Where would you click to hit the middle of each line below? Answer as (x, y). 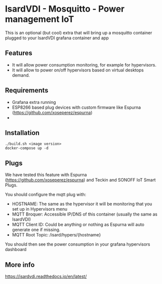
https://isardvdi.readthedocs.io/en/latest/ (46, 276)
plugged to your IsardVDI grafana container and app (57, 38)
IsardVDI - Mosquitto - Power (65, 9)
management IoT (39, 19)
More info (20, 265)
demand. (21, 75)
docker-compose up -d (27, 148)
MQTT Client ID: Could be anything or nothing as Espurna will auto (78, 225)
